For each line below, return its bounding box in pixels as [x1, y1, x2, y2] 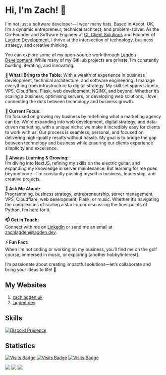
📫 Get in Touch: [5, 217, 39, 223]
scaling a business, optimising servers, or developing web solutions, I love [5, 93, 157, 99]
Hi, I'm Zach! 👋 [5, 4, 66, 16]
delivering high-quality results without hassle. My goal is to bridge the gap [5, 134, 157, 140]
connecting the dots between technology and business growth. [5, 98, 135, 104]
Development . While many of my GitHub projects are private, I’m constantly [5, 57, 159, 63]
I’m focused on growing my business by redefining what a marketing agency [5, 113, 161, 119]
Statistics [5, 341, 36, 350]
